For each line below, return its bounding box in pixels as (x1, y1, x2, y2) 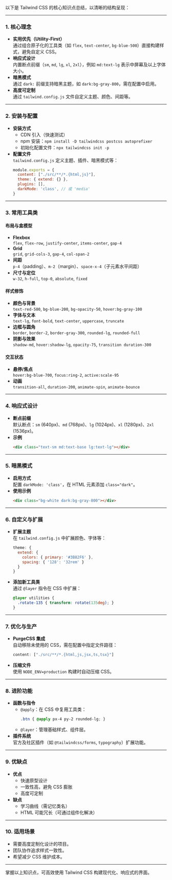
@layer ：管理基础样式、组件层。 (20, 727, 89, 733)
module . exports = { (12, 167, 55, 173)
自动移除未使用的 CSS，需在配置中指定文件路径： (12, 642, 118, 648)
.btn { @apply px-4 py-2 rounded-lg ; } (20, 717, 106, 722)
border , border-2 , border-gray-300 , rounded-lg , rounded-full (12, 330, 140, 336)
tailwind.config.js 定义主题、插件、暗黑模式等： (12, 157, 119, 163)
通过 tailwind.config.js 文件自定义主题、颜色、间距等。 (12, 94, 133, 100)
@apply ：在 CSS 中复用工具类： (20, 706, 87, 712)
